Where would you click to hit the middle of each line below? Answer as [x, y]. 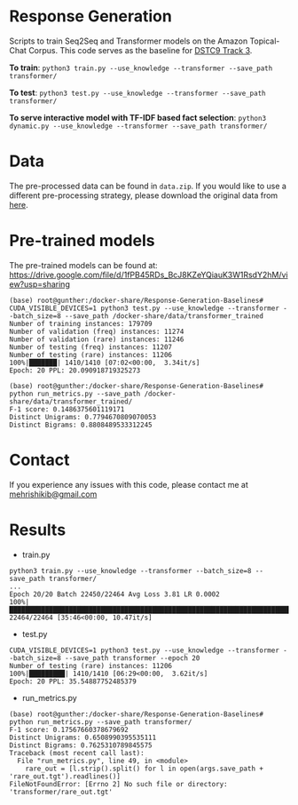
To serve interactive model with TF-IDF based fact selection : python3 [138, 117]
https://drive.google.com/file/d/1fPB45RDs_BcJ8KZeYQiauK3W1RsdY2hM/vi [149, 275]
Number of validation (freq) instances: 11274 [97, 331]
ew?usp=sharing [40, 284]
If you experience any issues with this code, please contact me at [129, 484]
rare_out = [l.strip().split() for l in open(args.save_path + [145, 769]
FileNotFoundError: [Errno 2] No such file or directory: [118, 784]
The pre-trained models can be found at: [83, 265]
